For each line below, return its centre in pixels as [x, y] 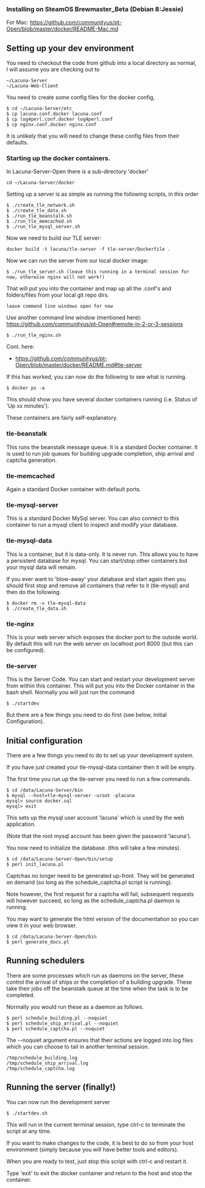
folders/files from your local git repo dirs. [58, 295]
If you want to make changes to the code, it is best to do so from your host [100, 1143]
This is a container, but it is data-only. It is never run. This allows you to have [103, 554]
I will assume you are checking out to [53, 70]
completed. [20, 995]
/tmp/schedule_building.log [42, 1058]
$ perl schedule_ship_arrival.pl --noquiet [63, 1023]
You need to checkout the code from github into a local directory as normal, [101, 63]
